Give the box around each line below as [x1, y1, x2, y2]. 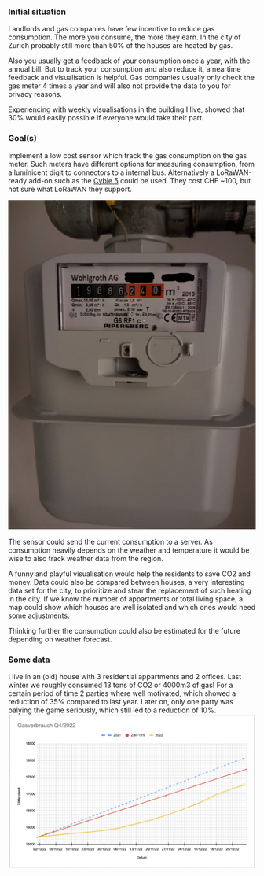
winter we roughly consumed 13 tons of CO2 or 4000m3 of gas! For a [8, 680, 233, 690]
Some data [8, 654, 50, 665]
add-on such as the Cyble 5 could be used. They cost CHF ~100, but [28, 176, 251, 185]
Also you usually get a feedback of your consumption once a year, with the [8, 56, 251, 65]
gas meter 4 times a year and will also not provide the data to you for [8, 81, 231, 91]
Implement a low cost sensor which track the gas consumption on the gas [8, 150, 247, 160]
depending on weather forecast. [8, 634, 112, 644]
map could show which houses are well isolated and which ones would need [8, 602, 256, 612]
